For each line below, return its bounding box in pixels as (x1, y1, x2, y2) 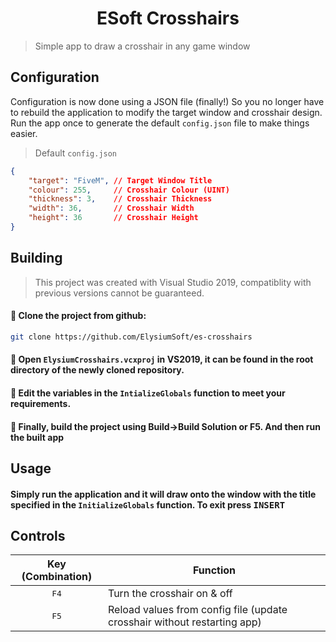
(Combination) (21, 570, 93, 584)
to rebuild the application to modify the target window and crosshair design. (10, 106, 323, 118)
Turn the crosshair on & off (107, 587, 233, 601)
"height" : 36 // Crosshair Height (28, 213, 199, 223)
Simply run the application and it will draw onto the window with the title (10, 488, 317, 500)
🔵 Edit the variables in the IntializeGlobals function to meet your (10, 387, 286, 399)
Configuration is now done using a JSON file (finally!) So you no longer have (10, 95, 325, 107)
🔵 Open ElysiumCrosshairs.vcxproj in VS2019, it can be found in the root (10, 353, 314, 366)
